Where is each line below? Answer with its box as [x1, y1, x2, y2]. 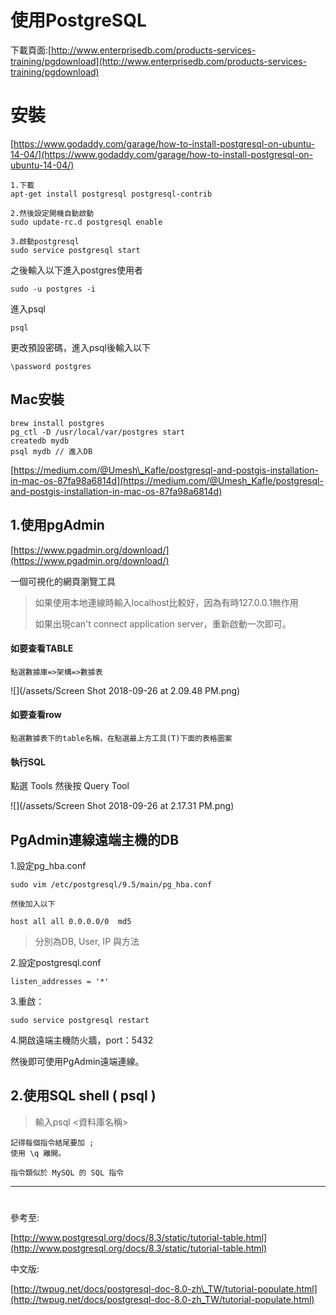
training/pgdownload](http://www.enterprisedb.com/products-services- [10, 55, 308, 67]
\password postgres [10, 361, 92, 371]
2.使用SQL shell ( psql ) [10, 1087, 157, 1105]
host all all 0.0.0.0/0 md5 [10, 916, 132, 926]
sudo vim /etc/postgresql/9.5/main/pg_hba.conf [10, 879, 213, 890]
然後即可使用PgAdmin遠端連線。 [10, 1055, 145, 1067]
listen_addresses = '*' [10, 976, 110, 986]
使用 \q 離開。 [10, 1148, 67, 1158]
